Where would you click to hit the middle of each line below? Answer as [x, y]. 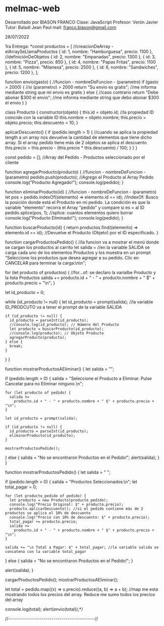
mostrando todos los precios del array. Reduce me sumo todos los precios [80, 594]
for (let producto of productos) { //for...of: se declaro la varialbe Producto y [81, 272]
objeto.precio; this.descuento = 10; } [42, 123]
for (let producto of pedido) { [38, 393]
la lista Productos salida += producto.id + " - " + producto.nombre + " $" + [80, 277]
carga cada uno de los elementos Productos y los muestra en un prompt [78, 252]
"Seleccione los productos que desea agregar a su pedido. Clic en [72, 257]
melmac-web [33, 9]
